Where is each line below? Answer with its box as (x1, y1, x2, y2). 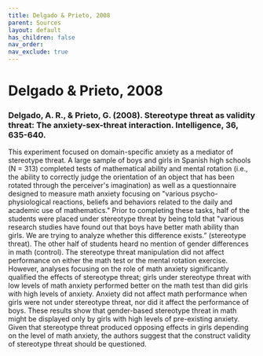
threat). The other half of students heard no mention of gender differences (8, 239, 249, 248)
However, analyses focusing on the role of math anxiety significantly (8, 264, 229, 273)
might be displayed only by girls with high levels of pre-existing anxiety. (8, 314, 240, 324)
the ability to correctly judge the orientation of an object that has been (8, 172, 236, 182)
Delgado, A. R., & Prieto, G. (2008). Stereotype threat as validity (8, 110, 256, 121)
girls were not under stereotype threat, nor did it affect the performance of (8, 298, 250, 307)
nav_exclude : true (8, 48, 68, 56)
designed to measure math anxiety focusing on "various (8, 189, 190, 199)
